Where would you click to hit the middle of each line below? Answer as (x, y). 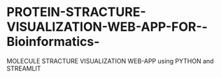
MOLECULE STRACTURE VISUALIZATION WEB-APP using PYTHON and (110, 61)
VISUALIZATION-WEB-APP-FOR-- (107, 27)
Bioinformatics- (53, 42)
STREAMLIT (24, 68)
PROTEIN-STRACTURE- (76, 12)
